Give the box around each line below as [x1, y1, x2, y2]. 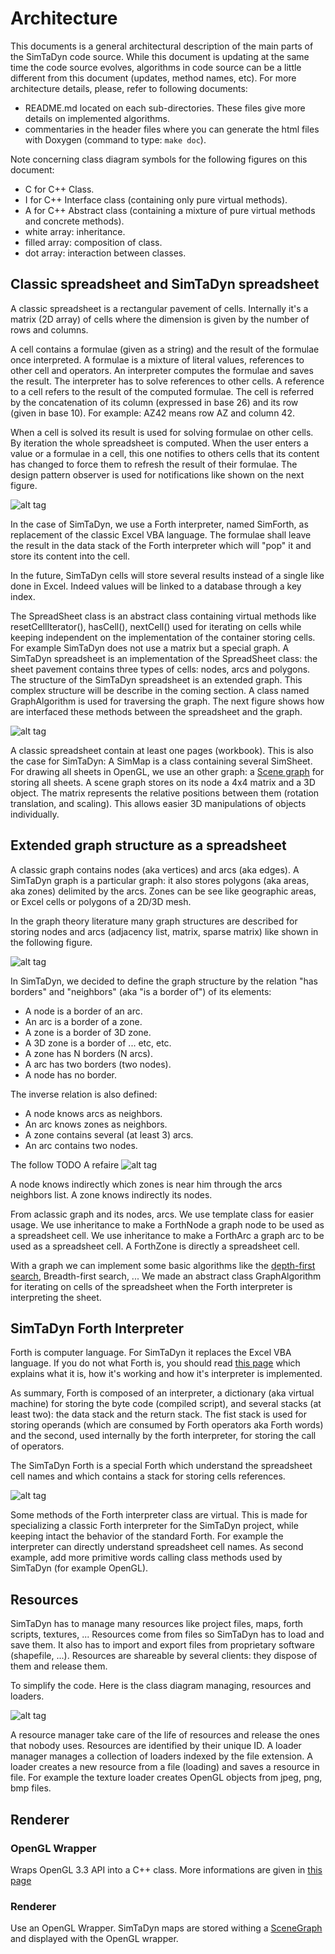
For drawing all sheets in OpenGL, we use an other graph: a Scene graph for [10, 765, 325, 777]
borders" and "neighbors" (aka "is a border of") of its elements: [10, 985, 272, 997]
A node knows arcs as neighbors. [24, 1107, 163, 1119]
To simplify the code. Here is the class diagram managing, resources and [10, 1680, 312, 1692]
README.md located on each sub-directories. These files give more [24, 102, 306, 114]
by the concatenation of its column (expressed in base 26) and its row [10, 396, 299, 408]
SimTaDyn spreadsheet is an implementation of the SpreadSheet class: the [10, 652, 318, 664]
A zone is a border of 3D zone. [24, 1026, 152, 1038]
